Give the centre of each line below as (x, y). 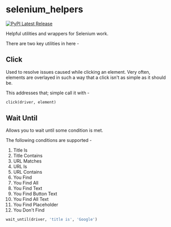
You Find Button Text (35, 194)
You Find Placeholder (35, 205)
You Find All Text (31, 199)
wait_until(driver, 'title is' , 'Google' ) (52, 220)
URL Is (20, 167)
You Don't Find (29, 210)
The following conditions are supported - (49, 140)
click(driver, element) (31, 102)
